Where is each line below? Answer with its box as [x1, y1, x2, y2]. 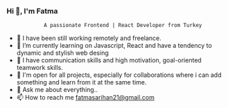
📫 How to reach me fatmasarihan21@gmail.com [16, 93, 155, 102]
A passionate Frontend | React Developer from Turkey [43, 22, 202, 29]
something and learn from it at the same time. [16, 78, 147, 87]
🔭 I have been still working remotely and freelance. [16, 34, 162, 42]
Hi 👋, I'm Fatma [6, 6, 58, 16]
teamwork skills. [16, 64, 64, 72]
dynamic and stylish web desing [16, 48, 109, 57]
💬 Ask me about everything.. [16, 86, 98, 94]
